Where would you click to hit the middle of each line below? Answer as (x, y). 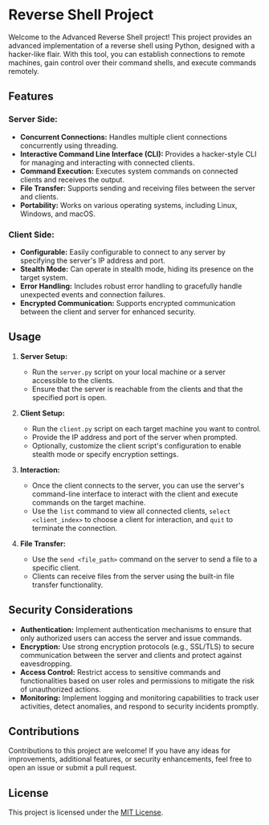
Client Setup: (43, 413)
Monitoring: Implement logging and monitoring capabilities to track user (139, 697)
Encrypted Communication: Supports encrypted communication (127, 303)
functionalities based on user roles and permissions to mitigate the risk (137, 680)
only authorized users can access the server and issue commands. (131, 638)
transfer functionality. (67, 585)
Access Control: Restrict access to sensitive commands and (120, 672)
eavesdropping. (46, 664)
